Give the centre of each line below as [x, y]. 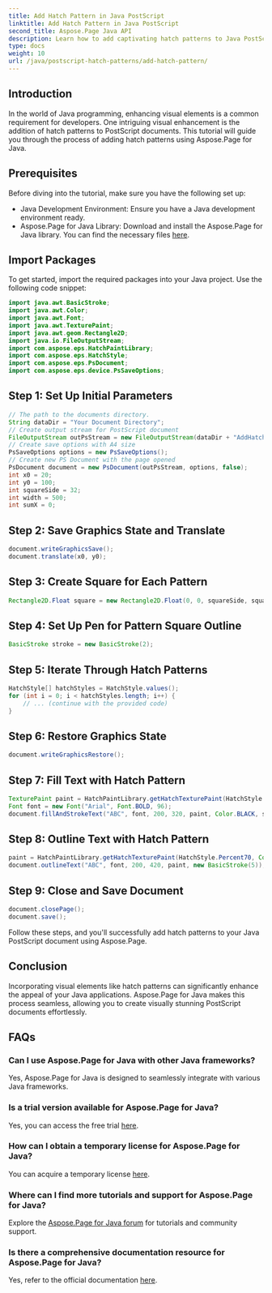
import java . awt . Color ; [49, 310]
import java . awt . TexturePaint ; [61, 325]
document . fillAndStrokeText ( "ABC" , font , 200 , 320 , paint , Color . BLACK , [134, 814]
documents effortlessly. [48, 1012]
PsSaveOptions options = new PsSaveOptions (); [88, 452]
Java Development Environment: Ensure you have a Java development [138, 208]
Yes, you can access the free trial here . [74, 1125]
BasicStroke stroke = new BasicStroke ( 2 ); [81, 644]
